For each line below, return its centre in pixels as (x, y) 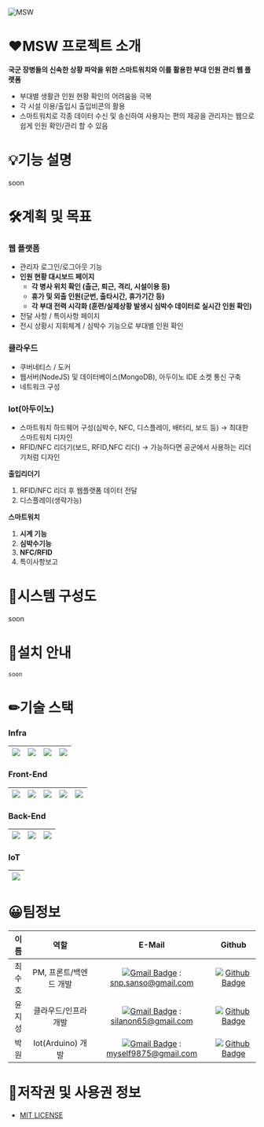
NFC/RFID (36, 552)
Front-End (28, 775)
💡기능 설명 (40, 160)
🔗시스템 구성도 (52, 597)
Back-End (27, 816)
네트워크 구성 (40, 386)
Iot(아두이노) (31, 409)
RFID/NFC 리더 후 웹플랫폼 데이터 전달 (78, 490)
